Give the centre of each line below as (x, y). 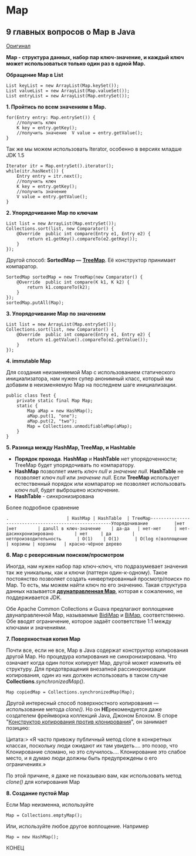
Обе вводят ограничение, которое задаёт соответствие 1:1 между (89, 621)
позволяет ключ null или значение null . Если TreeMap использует (97, 478)
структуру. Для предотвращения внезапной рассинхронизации (86, 669)
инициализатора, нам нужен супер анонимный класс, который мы (89, 378)
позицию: (18, 728)
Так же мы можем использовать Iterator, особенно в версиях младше (94, 149)
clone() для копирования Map (43, 782)
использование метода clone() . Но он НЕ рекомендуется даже (84, 709)
